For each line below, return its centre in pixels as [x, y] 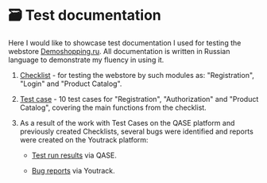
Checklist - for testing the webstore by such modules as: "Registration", [137, 75]
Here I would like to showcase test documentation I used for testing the [125, 43]
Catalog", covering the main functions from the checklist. [113, 107]
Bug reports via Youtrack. [73, 170]
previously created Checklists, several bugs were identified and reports [137, 131]
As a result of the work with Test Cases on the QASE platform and [127, 123]
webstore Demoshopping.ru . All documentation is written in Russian [119, 51]
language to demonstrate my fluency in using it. [86, 60]
